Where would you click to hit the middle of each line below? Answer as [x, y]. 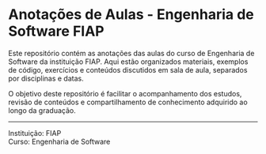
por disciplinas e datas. [46, 78]
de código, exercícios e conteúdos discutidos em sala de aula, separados [128, 69]
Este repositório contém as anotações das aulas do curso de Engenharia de [131, 53]
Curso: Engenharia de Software [59, 141]
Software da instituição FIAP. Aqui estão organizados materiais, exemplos [128, 62]
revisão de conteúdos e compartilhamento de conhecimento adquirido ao [128, 102]
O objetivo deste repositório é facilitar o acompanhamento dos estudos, [125, 93]
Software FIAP [56, 31]
